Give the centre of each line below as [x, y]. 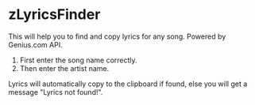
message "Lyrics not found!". [56, 92]
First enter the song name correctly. [78, 60]
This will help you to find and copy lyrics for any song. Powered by [117, 36]
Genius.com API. [35, 44]
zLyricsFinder [54, 15]
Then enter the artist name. [64, 68]
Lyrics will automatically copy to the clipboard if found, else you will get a [128, 84]
